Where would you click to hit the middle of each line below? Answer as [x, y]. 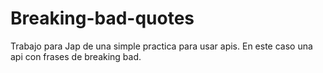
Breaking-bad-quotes [102, 18]
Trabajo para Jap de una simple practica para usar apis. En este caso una [161, 46]
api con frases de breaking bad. [76, 56]
